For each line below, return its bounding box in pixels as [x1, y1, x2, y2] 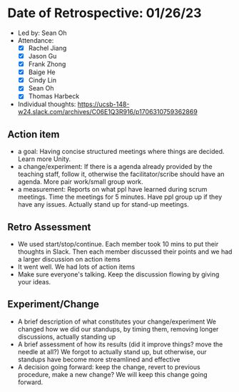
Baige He [28, 68, 56, 76]
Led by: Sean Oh [17, 29, 67, 37]
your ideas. [17, 278, 51, 286]
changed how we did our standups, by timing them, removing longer [17, 324, 219, 333]
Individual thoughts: [17, 100, 76, 108]
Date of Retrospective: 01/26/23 [7, 5, 202, 21]
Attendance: [17, 36, 54, 44]
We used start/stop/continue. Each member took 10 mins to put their [17, 240, 219, 248]
